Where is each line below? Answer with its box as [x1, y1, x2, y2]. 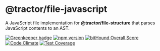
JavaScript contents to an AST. [5, 25, 70, 31]
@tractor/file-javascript [5, 3, 108, 15]
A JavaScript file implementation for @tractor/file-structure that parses [5, 20, 155, 26]
